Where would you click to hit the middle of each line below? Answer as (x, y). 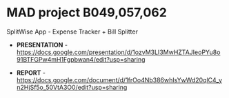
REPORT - (31, 73)
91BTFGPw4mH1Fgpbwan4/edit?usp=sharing (81, 59)
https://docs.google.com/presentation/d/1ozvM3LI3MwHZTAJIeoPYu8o (118, 52)
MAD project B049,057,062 (87, 13)
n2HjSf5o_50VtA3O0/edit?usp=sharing (72, 87)
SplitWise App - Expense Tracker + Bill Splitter (72, 32)
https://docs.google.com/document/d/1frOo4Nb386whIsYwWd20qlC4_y (119, 79)
